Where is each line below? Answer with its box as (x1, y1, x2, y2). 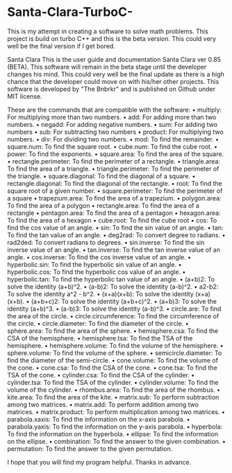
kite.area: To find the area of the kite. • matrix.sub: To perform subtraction (7, 393, 219, 401)
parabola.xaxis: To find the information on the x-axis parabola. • (7, 415, 190, 423)
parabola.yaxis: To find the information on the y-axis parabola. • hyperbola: (7, 422, 223, 431)
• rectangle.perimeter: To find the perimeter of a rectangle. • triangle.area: (7, 157, 221, 165)
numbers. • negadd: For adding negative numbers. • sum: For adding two (7, 120, 217, 128)
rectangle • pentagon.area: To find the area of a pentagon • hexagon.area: (7, 209, 221, 217)
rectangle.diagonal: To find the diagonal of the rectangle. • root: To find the (7, 179, 222, 187)
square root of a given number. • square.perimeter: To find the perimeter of (7, 187, 223, 195)
